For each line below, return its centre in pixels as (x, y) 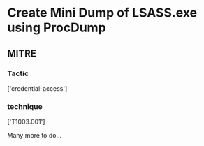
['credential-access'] (37, 88)
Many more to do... (35, 136)
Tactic (18, 73)
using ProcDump (57, 28)
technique (25, 106)
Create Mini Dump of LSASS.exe (102, 13)
